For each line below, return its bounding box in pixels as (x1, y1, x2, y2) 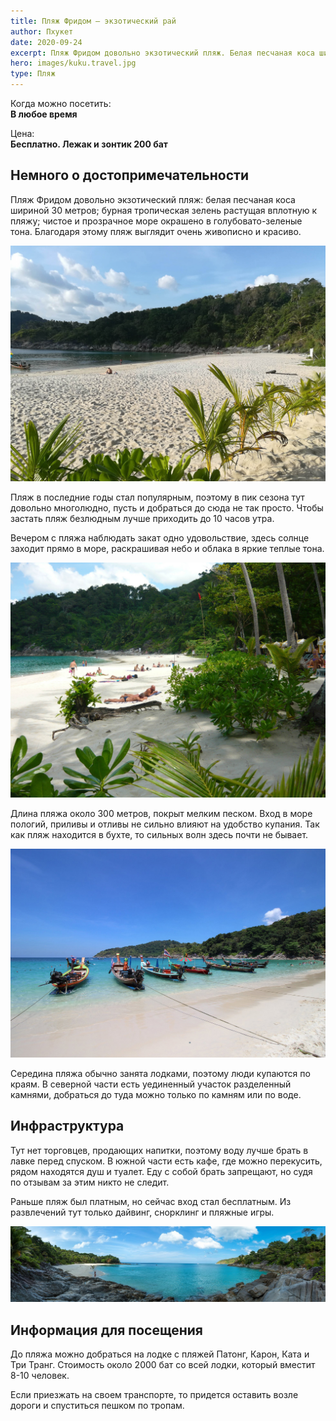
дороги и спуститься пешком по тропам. (10, 1400, 185, 1412)
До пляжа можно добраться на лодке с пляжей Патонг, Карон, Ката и (10, 1348, 310, 1360)
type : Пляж (10, 69, 56, 79)
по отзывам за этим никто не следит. (10, 1176, 170, 1188)
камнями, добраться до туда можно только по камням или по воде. (10, 1089, 302, 1101)
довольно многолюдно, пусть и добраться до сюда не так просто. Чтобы (10, 501, 324, 514)
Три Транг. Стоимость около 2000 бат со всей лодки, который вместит (10, 1359, 316, 1371)
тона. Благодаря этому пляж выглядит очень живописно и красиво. (10, 225, 302, 237)
